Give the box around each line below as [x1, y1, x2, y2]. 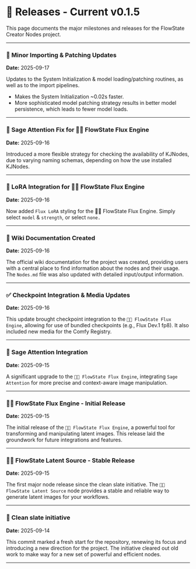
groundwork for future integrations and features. [6, 436, 123, 444]
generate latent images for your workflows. [6, 493, 110, 501]
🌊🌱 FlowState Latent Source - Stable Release [6, 456, 135, 464]
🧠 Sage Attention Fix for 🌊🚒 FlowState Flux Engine [6, 126, 149, 134]
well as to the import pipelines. [6, 82, 80, 89]
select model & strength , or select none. [6, 214, 101, 221]
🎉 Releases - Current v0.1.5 [6, 5, 140, 19]
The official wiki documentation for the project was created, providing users [6, 259, 188, 266]
